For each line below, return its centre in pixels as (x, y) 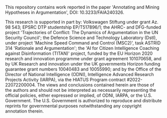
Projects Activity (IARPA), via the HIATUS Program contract (65, 79)
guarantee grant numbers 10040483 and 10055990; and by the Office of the (83, 69)
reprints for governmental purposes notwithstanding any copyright (73, 106)
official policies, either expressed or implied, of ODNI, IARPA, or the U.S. (79, 95)
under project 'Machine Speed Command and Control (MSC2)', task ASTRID (83, 43)
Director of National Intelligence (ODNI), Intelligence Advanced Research (80, 74)
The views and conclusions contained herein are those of (96, 85)
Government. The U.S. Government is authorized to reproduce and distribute (83, 100)
